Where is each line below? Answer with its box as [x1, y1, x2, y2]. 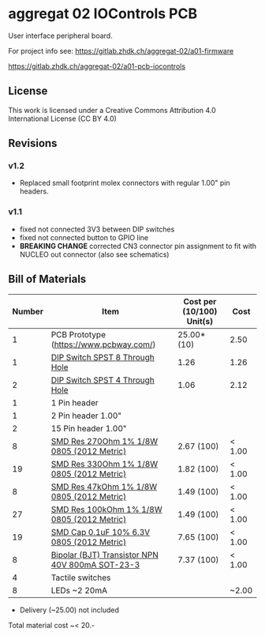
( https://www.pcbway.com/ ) [50, 339, 156, 350]
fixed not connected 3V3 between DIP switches [19, 224, 175, 234]
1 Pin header [50, 397, 99, 408]
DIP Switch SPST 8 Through [50, 352, 155, 363]
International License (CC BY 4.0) [8, 114, 117, 123]
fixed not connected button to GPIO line [19, 232, 149, 242]
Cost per [183, 295, 217, 307]
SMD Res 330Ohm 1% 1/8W [50, 458, 159, 469]
